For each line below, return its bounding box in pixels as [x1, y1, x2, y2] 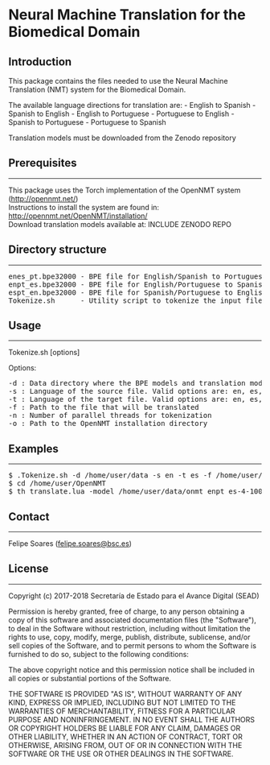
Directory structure [8, 243, 107, 257]
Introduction [8, 55, 72, 68]
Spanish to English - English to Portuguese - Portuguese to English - [8, 109, 235, 118]
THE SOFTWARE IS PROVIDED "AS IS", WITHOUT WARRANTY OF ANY [8, 688, 243, 698]
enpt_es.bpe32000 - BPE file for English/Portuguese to [8, 279, 233, 289]
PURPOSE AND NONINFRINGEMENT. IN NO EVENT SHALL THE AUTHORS [8, 714, 256, 724]
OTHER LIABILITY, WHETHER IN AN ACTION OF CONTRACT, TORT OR [8, 731, 243, 742]
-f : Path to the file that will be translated [8, 403, 199, 412]
